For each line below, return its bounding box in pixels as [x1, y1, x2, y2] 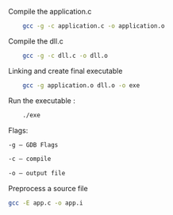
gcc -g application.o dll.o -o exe [22, 81, 140, 90]
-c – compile [8, 155, 52, 163]
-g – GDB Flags [8, 140, 59, 149]
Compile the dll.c [8, 36, 63, 46]
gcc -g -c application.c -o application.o [22, 22, 165, 30]
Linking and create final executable [8, 66, 123, 75]
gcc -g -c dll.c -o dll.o [22, 52, 109, 60]
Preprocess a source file [8, 184, 89, 194]
